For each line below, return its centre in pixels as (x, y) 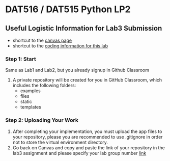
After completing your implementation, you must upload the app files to (87, 131)
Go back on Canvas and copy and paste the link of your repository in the (89, 147)
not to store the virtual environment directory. (60, 142)
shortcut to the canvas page (42, 40)
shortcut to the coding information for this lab (60, 46)
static (26, 102)
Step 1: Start (21, 59)
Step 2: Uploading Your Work (42, 120)
